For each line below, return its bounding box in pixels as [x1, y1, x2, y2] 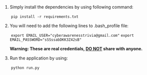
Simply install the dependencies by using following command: [9, 4, 133, 10]
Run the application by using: [9, 55, 68, 61]
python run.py [11, 65, 40, 70]
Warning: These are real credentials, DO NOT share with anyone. [9, 46, 143, 51]
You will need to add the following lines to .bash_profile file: [9, 23, 129, 29]
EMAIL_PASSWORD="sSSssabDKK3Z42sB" [9, 37, 82, 42]
